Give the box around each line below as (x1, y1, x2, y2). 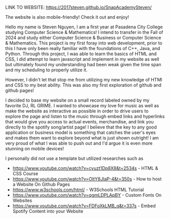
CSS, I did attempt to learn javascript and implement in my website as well (5, 56, 159, 62)
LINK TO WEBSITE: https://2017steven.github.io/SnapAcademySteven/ (5, 5, 152, 10)
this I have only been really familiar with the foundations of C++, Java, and (5, 46, 160, 51)
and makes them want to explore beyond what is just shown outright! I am (5, 135, 159, 141)
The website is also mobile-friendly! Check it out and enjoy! (5, 14, 130, 20)
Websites (12, 197, 32, 203)
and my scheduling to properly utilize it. (5, 67, 88, 73)
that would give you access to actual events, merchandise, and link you (5, 119, 154, 124)
